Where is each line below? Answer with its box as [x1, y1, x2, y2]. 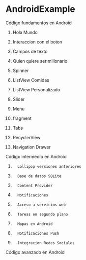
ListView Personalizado [12, 86, 60, 92]
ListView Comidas [12, 77, 50, 83]
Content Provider [17, 183, 53, 188]
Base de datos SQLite [17, 174, 62, 179]
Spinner [12, 68, 29, 74]
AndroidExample [5, 3, 76, 15]
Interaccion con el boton [12, 38, 62, 45]
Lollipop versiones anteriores [17, 164, 82, 169]
